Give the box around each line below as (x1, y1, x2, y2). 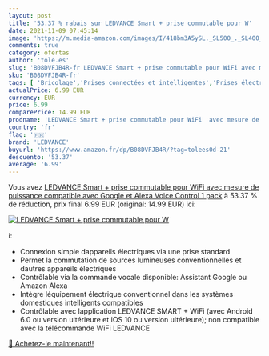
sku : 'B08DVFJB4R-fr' (8, 71, 81, 79)
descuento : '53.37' (8, 153, 74, 161)
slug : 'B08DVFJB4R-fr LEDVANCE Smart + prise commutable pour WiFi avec (8, 64, 256, 72)
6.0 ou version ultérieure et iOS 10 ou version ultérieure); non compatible (19, 315, 260, 325)
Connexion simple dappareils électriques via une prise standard (19, 247, 231, 257)
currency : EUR (8, 94, 56, 102)
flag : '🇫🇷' (8, 130, 48, 138)
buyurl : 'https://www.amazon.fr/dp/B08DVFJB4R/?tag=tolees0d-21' (8, 146, 231, 154)
